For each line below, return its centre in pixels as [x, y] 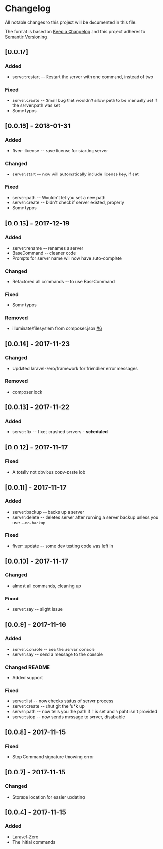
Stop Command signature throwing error [53, 757]
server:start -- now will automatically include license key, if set [75, 174]
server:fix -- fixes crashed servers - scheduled [60, 432]
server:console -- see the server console [54, 649]
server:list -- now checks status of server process [63, 701]
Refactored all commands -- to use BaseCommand [63, 282]
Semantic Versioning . [26, 37]
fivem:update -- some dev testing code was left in [63, 546]
